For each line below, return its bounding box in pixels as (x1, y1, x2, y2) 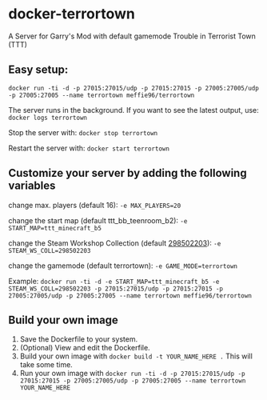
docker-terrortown (8, 5, 136, 23)
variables (8, 179, 56, 193)
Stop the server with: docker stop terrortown (8, 127, 158, 137)
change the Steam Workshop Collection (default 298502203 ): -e (8, 238, 221, 248)
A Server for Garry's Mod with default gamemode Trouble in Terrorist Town (8, 31, 256, 41)
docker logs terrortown (8, 114, 88, 122)
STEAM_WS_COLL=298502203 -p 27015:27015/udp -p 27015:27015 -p (8, 285, 224, 293)
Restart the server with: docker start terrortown (8, 143, 170, 153)
